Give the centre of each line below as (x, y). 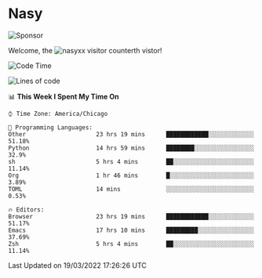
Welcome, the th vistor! (85, 50)
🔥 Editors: (26, 209)
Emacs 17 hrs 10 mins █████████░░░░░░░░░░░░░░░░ (131, 230)
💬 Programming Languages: (50, 127)
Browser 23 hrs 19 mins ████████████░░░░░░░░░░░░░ (131, 216)
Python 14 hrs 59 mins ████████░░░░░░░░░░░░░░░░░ (131, 148)
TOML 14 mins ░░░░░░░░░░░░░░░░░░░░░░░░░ (131, 189)
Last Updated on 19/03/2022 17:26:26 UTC (78, 265)
